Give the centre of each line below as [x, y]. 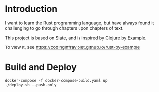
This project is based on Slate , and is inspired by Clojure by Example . [76, 38]
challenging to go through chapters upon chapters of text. [64, 28]
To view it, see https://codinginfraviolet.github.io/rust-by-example [73, 47]
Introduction [31, 9]
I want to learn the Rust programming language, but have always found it [79, 23]
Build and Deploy [41, 67]
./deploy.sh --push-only [31, 85]
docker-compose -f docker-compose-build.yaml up [56, 80]
